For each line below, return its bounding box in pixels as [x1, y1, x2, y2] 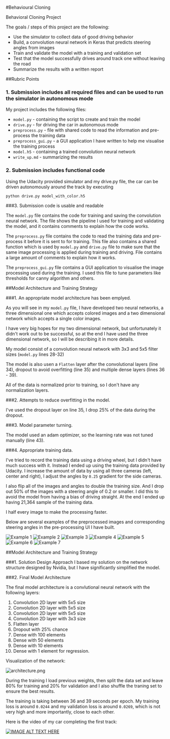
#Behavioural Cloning [6, 5, 51, 10]
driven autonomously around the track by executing [6, 184, 113, 190]
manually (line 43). [6, 437, 45, 443]
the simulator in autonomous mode [6, 95, 94, 102]
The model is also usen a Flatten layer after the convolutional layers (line [6, 361, 158, 367]
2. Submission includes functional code [6, 167, 105, 174]
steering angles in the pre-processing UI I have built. [6, 524, 115, 530]
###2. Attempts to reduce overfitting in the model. [6, 397, 110, 403]
